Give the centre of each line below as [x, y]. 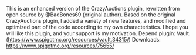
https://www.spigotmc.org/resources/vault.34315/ [68, 39]
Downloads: [146, 39]
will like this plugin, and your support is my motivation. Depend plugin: [91, 33]
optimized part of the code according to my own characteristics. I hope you [97, 27]
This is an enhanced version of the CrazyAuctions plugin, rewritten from [93, 8]
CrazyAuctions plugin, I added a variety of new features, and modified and [96, 21]
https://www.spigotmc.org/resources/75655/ [60, 46]
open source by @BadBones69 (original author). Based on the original [91, 15]
